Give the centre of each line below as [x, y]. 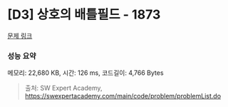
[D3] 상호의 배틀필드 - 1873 [84, 15]
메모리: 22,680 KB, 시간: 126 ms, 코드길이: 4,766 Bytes [85, 73]
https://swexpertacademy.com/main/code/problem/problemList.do [123, 96]
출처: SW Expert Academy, [63, 88]
